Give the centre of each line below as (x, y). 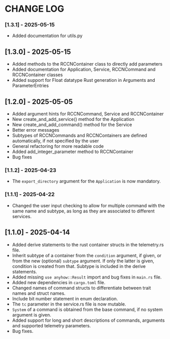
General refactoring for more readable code (58, 146)
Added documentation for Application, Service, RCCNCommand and (84, 70)
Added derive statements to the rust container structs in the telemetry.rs (88, 244)
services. (22, 216)
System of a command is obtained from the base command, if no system (88, 309)
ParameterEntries (30, 86)
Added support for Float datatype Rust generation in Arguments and (84, 80)
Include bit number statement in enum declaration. (65, 298)
